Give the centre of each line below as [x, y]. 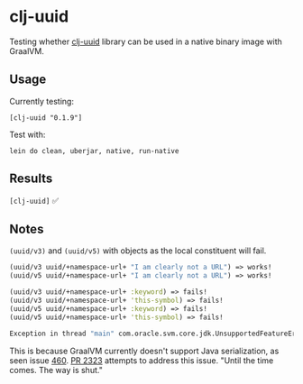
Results [31, 179]
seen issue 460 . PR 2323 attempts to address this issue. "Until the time [142, 360]
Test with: [28, 134]
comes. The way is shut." [56, 370]
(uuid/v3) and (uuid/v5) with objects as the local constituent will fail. [138, 251]
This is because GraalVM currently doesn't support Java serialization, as [144, 351]
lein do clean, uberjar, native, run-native [94, 151]
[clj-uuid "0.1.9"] [46, 118]
